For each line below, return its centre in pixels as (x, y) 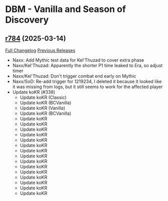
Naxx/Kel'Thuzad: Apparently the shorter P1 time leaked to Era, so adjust (88, 65)
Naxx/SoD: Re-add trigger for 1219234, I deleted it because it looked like (87, 81)
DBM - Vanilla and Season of (66, 9)
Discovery (27, 20)
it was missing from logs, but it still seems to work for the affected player (88, 87)
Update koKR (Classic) (43, 97)
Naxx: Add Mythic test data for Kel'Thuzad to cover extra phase (78, 60)
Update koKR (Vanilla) (43, 108)
